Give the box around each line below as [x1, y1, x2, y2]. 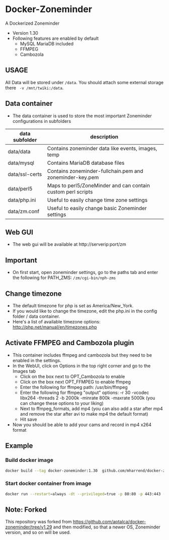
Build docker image [5, 457, 54, 464]
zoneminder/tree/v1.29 [5, 524, 52, 530]
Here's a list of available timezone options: [12, 319, 101, 324]
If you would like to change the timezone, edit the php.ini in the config [12, 308, 157, 314]
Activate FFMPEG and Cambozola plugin [5, 339, 134, 347]
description [90, 133, 119, 140]
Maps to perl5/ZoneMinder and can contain [47, 182, 150, 189]
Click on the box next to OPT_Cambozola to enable [20, 373, 125, 379]
